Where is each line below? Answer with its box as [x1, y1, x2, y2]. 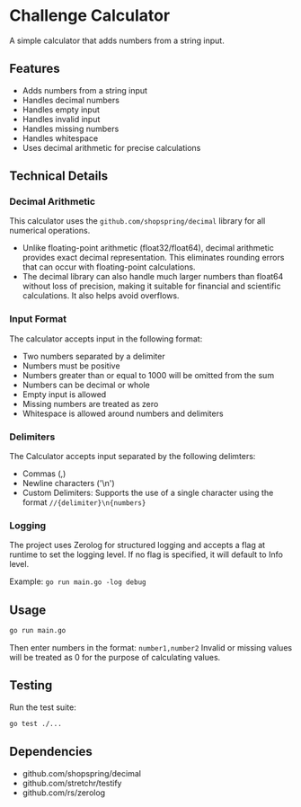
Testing [9, 678, 53, 693]
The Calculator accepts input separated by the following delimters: [9, 451, 256, 462]
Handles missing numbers [22, 123, 120, 134]
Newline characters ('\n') [22, 478, 115, 489]
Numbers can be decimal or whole [22, 379, 150, 390]
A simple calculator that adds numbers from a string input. [9, 35, 225, 46]
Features [9, 61, 60, 76]
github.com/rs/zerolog [22, 787, 106, 798]
